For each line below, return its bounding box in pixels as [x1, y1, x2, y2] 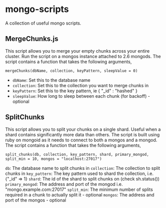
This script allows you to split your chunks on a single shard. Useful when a [5, 126, 161, 132]
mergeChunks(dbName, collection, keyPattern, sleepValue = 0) [5, 68, 138, 73]
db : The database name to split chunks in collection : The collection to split [5, 165, 160, 171]
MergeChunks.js [5, 35, 59, 43]
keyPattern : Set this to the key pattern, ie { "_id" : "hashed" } [12, 88, 138, 94]
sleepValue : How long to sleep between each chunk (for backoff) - [12, 93, 150, 99]
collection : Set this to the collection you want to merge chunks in [12, 82, 149, 88]
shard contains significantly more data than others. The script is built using [5, 131, 160, 137]
